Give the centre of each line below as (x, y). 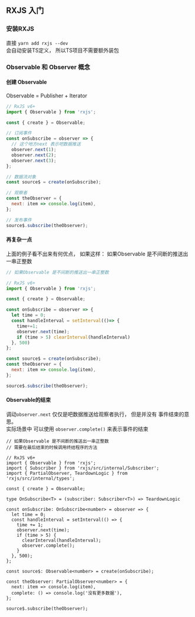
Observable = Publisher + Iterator (47, 96)
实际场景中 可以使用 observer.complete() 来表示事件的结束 (77, 429)
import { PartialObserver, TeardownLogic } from (67, 473)
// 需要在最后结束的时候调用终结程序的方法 (52, 447)
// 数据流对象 (21, 177)
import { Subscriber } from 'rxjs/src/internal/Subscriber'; (83, 468)
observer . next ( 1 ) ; (34, 150)
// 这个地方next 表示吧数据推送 (46, 144)
